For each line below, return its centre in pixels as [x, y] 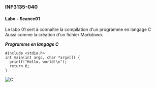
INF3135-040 [21, 7]
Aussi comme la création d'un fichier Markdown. [54, 35]
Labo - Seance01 [23, 19]
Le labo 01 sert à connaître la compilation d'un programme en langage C [78, 29]
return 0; [19, 66]
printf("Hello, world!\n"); [38, 62]
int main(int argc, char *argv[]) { [43, 58]
